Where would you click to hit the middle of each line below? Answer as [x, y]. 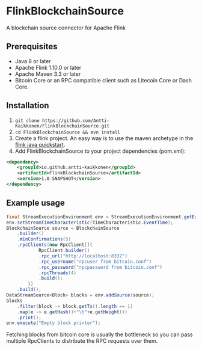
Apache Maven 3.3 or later [48, 74]
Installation [28, 106]
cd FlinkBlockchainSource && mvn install [67, 132]
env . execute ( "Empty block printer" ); [54, 323]
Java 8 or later [33, 61]
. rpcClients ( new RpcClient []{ [55, 245]
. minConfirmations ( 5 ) [44, 239]
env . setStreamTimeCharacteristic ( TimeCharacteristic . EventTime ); [90, 223]
